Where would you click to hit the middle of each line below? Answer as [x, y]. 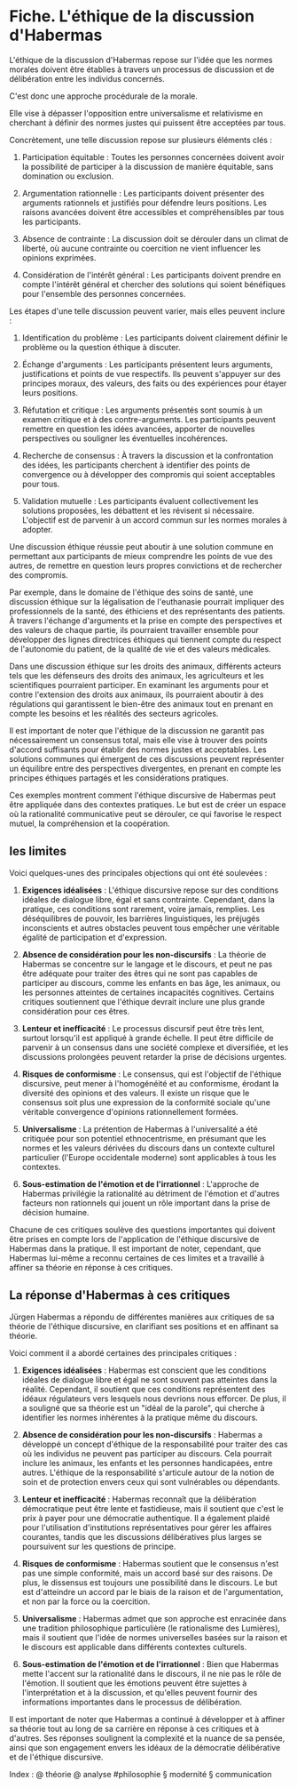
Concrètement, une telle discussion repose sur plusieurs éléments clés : [141, 140]
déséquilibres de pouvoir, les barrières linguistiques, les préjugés [141, 918]
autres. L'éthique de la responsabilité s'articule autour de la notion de [148, 1472]
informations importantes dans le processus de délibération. [132, 1702]
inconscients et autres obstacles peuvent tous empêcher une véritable [151, 927]
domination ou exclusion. [68, 176]
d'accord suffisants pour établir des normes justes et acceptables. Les [138, 750]
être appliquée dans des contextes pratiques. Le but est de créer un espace [148, 804]
